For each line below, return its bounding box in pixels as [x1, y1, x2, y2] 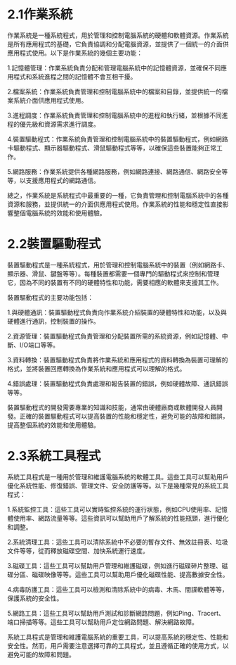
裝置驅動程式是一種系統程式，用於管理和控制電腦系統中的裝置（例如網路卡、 [7, 260, 229, 269]
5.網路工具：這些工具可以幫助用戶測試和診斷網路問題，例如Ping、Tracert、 [7, 609, 225, 617]
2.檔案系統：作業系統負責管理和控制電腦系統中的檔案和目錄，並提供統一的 [7, 87, 223, 96]
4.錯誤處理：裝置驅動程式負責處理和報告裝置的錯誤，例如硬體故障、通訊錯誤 [7, 379, 228, 388]
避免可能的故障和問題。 [7, 650, 75, 659]
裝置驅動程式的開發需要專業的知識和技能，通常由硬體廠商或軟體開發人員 [7, 403, 216, 412]
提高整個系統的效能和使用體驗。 [7, 420, 100, 429]
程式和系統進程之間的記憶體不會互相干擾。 [13, 72, 137, 81]
